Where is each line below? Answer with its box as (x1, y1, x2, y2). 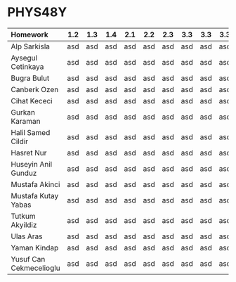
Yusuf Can (11, 254, 46, 264)
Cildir (11, 136, 29, 146)
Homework (11, 30, 48, 39)
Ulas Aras (11, 231, 43, 241)
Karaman (11, 116, 41, 126)
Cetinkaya (11, 61, 44, 71)
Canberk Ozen (11, 84, 59, 94)
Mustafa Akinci (11, 179, 60, 189)
